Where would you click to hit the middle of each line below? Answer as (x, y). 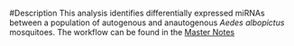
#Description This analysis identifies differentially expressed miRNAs (137, 13)
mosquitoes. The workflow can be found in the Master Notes (122, 32)
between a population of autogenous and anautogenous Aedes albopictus (147, 23)
